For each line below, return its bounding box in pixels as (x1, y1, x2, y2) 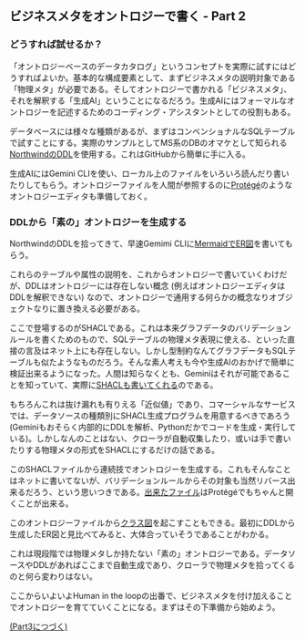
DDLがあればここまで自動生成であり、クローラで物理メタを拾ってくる (33, 559, 296, 570)
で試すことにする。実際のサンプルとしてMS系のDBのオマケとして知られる (9, 137, 288, 148)
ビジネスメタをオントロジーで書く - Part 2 (9, 8, 246, 25)
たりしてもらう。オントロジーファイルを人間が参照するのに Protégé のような (9, 179, 293, 190)
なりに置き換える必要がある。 (33, 303, 146, 314)
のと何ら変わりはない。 (9, 571, 97, 582)
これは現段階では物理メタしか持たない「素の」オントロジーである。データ (9, 548, 289, 559)
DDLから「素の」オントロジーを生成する (9, 215, 187, 228)
